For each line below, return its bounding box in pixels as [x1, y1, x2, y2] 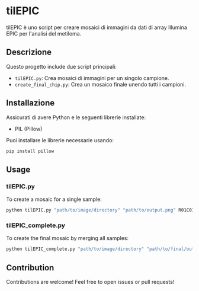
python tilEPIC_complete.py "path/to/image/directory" [6, 246, 145, 252]
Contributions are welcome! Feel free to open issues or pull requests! [6, 278, 175, 285]
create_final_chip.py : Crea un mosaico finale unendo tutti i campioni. [14, 81, 187, 88]
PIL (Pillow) [14, 125, 43, 132]
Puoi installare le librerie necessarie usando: [6, 136, 114, 143]
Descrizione [6, 47, 52, 57]
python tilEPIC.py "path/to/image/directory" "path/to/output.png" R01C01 [6, 207, 195, 213]
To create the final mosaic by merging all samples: [6, 235, 129, 242]
